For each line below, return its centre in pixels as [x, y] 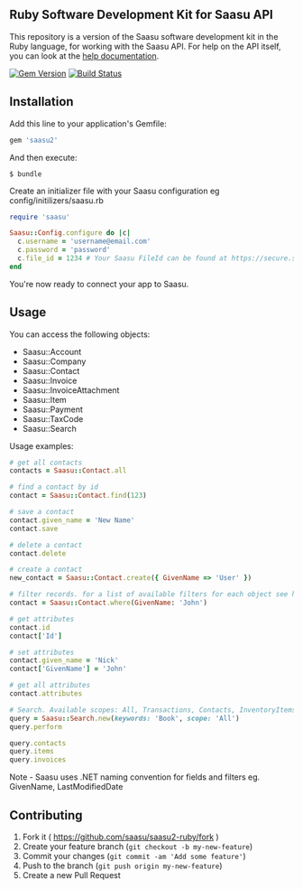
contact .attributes [46, 694]
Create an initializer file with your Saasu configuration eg [115, 191]
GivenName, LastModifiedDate [66, 787]
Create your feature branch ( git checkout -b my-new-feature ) [138, 847]
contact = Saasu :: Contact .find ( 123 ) [78, 496]
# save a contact [42, 512]
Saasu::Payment [52, 409]
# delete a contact [46, 545]
